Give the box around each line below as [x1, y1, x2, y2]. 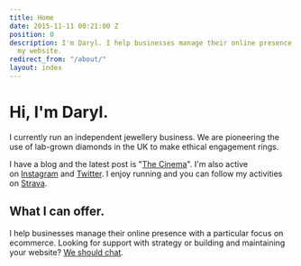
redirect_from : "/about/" [9, 55, 106, 64]
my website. [17, 47, 63, 56]
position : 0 [9, 30, 54, 39]
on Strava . [9, 177, 48, 189]
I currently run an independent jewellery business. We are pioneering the [9, 131, 280, 142]
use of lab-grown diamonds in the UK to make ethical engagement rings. [9, 141, 279, 152]
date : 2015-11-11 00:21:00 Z [9, 22, 119, 31]
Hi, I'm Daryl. [9, 102, 109, 122]
